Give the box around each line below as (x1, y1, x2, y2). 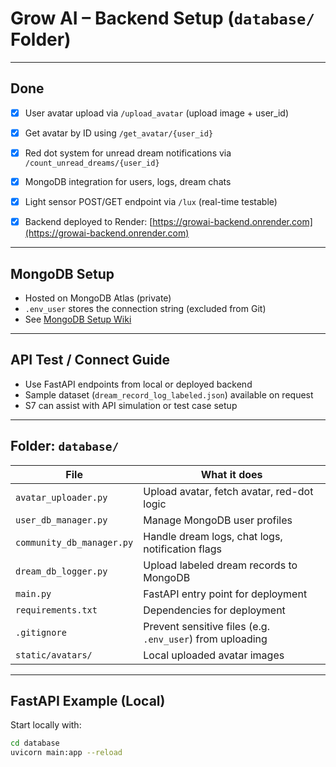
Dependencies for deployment (143, 603, 286, 617)
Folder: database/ (10, 438, 120, 455)
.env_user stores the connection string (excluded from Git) (24, 302, 267, 314)
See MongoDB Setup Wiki (24, 313, 132, 325)
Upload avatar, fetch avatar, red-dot (143, 484, 314, 498)
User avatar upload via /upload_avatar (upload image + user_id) (24, 107, 290, 119)
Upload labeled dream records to (143, 558, 298, 572)
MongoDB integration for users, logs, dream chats (24, 175, 232, 187)
